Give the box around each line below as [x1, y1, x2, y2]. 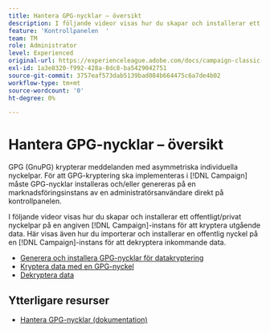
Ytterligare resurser [8, 293, 110, 307]
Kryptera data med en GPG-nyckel [19, 262, 134, 272]
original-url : [8, 57, 56, 65]
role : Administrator [8, 42, 78, 50]
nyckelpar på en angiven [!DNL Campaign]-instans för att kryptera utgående [8, 220, 261, 230]
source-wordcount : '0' [8, 86, 84, 95]
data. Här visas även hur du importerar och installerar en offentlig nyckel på [8, 229, 259, 239]
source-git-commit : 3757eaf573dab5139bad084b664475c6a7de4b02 [8, 72, 221, 80]
